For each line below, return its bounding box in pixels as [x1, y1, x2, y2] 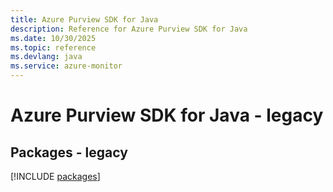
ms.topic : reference [10, 42, 97, 53]
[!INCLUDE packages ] [10, 171, 101, 182]
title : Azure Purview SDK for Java [10, 14, 159, 25]
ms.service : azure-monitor [10, 61, 123, 71]
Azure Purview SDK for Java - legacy [10, 104, 324, 127]
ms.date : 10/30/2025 [10, 33, 97, 43]
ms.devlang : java [10, 52, 83, 62]
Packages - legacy [10, 144, 128, 161]
